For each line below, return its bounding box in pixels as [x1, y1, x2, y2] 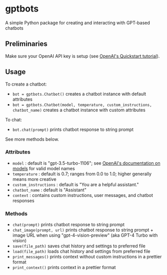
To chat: [5, 116, 23, 122]
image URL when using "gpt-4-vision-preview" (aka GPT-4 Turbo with [12, 232, 158, 238]
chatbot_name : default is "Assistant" [12, 187, 87, 193]
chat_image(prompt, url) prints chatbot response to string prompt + [12, 227, 154, 233]
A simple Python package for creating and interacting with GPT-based [5, 20, 150, 26]
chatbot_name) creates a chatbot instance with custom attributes [12, 107, 145, 113]
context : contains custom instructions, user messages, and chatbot [12, 192, 153, 198]
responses [12, 197, 35, 203]
